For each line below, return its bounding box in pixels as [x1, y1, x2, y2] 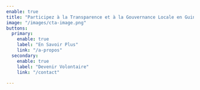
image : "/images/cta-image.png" [6, 20, 86, 25]
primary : [11, 31, 33, 37]
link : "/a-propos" [17, 47, 62, 53]
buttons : [6, 25, 28, 31]
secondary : [11, 53, 39, 59]
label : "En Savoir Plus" [17, 42, 79, 48]
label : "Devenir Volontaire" [17, 63, 89, 70]
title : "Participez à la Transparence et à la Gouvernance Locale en [6, 14, 183, 20]
